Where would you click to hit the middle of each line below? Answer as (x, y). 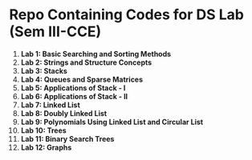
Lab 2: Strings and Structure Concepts (86, 62)
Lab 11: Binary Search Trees (67, 138)
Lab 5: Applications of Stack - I (73, 88)
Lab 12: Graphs (46, 147)
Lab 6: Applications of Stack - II (74, 96)
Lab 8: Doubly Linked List (64, 113)
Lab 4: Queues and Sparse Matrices (82, 79)
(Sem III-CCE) (55, 32)
